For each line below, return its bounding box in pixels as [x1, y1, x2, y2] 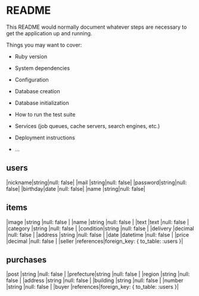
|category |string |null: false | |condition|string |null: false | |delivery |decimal [6, 225, 194, 232]
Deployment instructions [14, 134, 76, 141]
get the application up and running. [6, 29, 92, 36]
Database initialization [14, 99, 70, 106]
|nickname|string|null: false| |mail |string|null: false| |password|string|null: [6, 179, 187, 186]
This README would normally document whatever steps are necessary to [6, 23, 187, 30]
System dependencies [14, 64, 70, 72]
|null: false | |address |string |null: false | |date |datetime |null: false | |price [6, 231, 189, 238]
